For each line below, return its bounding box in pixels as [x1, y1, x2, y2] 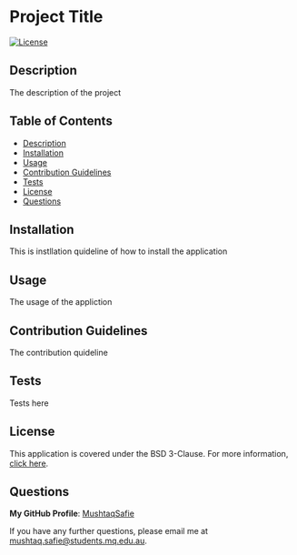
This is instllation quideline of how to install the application [9, 246, 228, 257]
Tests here [9, 398, 49, 409]
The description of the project [9, 86, 122, 97]
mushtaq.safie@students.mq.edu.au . [9, 535, 148, 547]
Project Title [9, 6, 104, 27]
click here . [9, 458, 49, 469]
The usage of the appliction [9, 297, 113, 308]
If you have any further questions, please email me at [9, 526, 209, 537]
